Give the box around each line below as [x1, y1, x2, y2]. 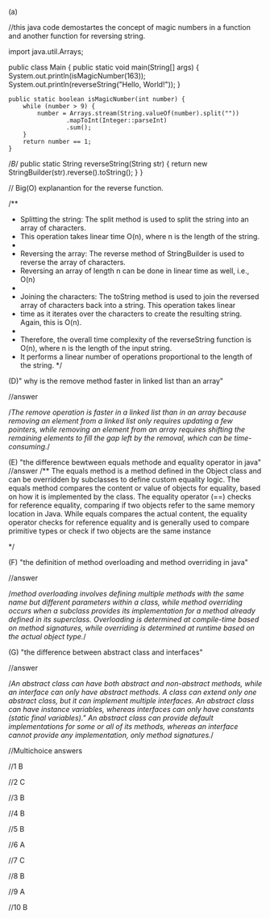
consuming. [8, 442, 48, 451]
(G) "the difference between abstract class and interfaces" [8, 647, 203, 657]
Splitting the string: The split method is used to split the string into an [19, 214, 250, 224]
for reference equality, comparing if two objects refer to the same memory [8, 500, 255, 510]
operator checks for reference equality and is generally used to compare [8, 517, 250, 527]
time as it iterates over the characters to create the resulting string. [19, 309, 243, 318]
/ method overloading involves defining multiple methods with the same [8, 589, 244, 598]
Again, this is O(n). [19, 318, 82, 327]
